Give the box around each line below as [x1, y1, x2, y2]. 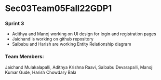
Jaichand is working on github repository [12, 36, 94, 42]
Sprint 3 [5, 20, 24, 27]
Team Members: [5, 53, 44, 60]
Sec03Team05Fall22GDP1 [5, 3, 112, 14]
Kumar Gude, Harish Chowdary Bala [5, 69, 77, 75]
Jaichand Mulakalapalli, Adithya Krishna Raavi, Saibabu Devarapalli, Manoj [5, 64, 153, 70]
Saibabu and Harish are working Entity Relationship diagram [12, 41, 132, 47]
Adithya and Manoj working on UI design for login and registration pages [12, 31, 157, 37]
